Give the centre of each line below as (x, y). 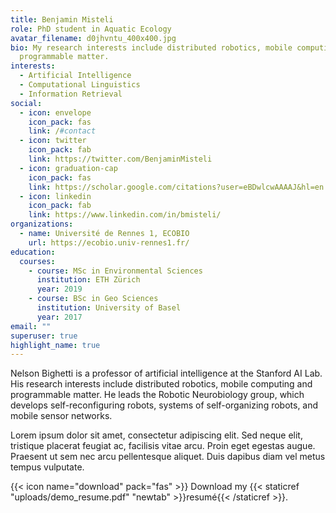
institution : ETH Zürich (88, 280)
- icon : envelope (55, 112)
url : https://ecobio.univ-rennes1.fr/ (109, 242)
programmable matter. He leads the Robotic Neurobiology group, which (157, 395)
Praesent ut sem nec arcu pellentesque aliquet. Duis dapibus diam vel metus (168, 457)
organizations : (42, 224)
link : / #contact (62, 131)
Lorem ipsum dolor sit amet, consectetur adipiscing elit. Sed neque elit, (156, 435)
